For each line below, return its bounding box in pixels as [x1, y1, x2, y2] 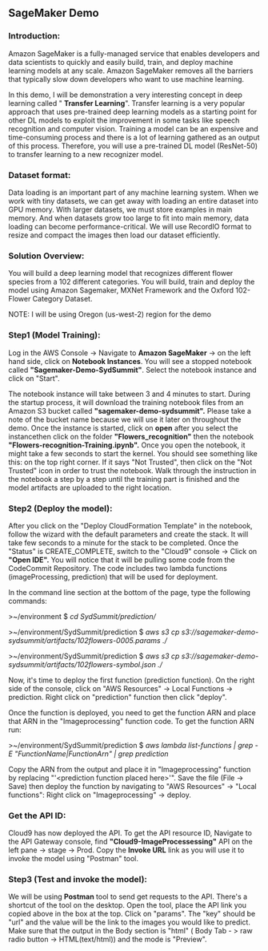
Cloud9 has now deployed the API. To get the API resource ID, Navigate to [8, 828, 252, 838]
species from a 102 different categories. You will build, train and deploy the [8, 277, 255, 287]
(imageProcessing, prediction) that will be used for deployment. [8, 572, 218, 581]
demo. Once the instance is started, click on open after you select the [8, 423, 238, 432]
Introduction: [8, 30, 61, 42]
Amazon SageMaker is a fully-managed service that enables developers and [8, 48, 260, 59]
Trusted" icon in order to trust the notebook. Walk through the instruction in [8, 465, 257, 475]
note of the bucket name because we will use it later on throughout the [8, 415, 242, 424]
